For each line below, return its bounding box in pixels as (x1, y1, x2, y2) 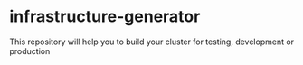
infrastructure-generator (9, 6, 201, 27)
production (9, 45, 51, 56)
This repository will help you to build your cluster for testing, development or (9, 36, 295, 47)
